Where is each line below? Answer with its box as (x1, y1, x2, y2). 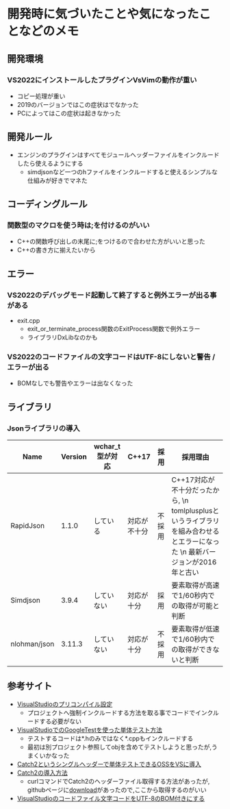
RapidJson (10, 521, 45, 531)
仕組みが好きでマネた (27, 176, 88, 184)
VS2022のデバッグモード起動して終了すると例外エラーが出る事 (7, 290, 217, 300)
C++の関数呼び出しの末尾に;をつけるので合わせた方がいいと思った (16, 237, 205, 245)
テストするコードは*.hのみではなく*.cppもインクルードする (27, 734, 194, 742)
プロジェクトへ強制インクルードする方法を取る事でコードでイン (27, 708, 207, 716)
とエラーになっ (170, 537, 220, 546)
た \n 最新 (170, 547, 203, 557)
